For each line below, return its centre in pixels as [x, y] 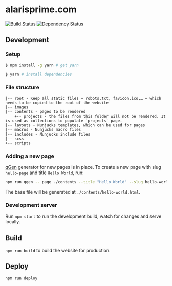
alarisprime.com [41, 9]
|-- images [17, 107]
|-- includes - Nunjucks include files [48, 134]
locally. [13, 222]
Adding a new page [30, 156]
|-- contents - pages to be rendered [46, 111]
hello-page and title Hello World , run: [45, 173]
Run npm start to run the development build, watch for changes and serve [83, 216]
